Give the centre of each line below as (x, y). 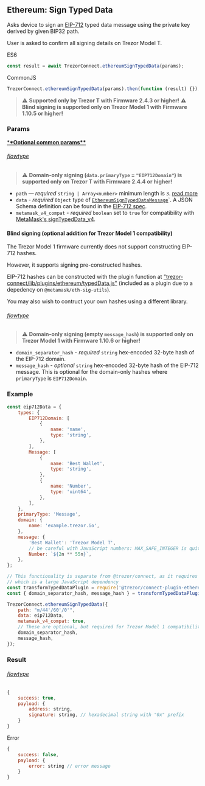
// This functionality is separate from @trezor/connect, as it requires (102, 577)
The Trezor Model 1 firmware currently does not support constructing (94, 247)
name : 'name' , (68, 430)
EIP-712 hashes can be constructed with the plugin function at (85, 277)
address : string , (50, 709)
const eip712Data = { (34, 407)
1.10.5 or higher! (42, 113)
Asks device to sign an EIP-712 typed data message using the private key (99, 24)
